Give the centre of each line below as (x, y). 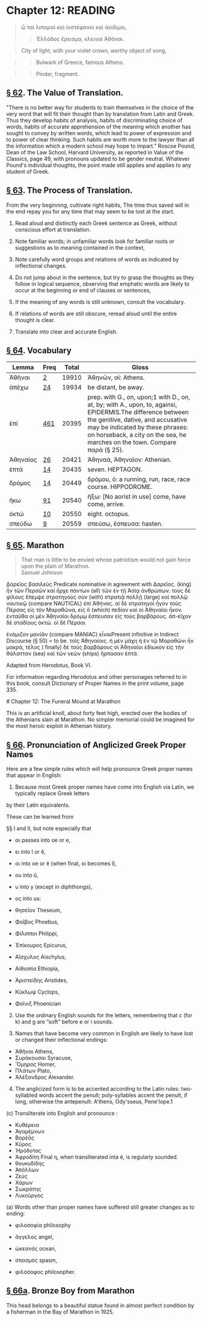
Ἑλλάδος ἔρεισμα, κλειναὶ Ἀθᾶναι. (80, 39)
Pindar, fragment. (57, 74)
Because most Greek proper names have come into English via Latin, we (104, 787)
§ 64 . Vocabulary (39, 350)
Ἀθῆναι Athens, (34, 1051)
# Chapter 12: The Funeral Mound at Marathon (63, 701)
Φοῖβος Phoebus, (37, 922)
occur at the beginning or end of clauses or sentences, (83, 290)
